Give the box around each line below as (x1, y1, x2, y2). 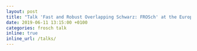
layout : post (6, 8, 38, 15)
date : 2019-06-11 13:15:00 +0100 (6, 19, 88, 25)
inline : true (6, 30, 38, 36)
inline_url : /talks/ (6, 36, 57, 42)
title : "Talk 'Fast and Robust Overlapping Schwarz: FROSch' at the (6, 14, 177, 20)
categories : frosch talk (6, 25, 67, 31)
